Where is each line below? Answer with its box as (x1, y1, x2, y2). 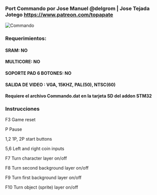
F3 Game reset (5, 117, 36, 123)
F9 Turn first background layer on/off (5, 175, 81, 181)
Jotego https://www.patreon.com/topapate (5, 11, 113, 18)
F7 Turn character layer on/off (5, 155, 67, 162)
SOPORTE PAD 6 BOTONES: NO (5, 70, 71, 76)
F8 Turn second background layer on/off (5, 165, 89, 171)
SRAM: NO (5, 47, 28, 53)
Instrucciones (5, 105, 40, 112)
